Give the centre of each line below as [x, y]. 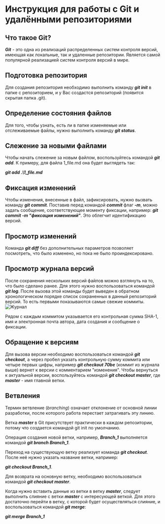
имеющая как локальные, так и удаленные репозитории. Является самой [83, 55]
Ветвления [23, 396]
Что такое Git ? [28, 38]
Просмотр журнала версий [50, 269]
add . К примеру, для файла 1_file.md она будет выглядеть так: [70, 163]
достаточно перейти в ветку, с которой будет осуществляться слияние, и [83, 501]
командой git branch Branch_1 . [37, 442]
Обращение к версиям [42, 343]
